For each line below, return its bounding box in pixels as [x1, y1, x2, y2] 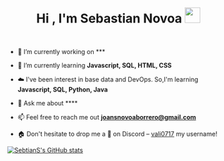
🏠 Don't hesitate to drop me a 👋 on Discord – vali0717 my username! [17, 129, 218, 138]
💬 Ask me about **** [17, 98, 78, 107]
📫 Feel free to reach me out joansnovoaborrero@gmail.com [17, 112, 197, 121]
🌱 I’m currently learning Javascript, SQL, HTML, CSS [17, 60, 172, 70]
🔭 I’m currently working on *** [17, 47, 106, 56]
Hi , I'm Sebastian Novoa [36, 11, 182, 27]
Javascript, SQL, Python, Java [17, 85, 108, 94]
